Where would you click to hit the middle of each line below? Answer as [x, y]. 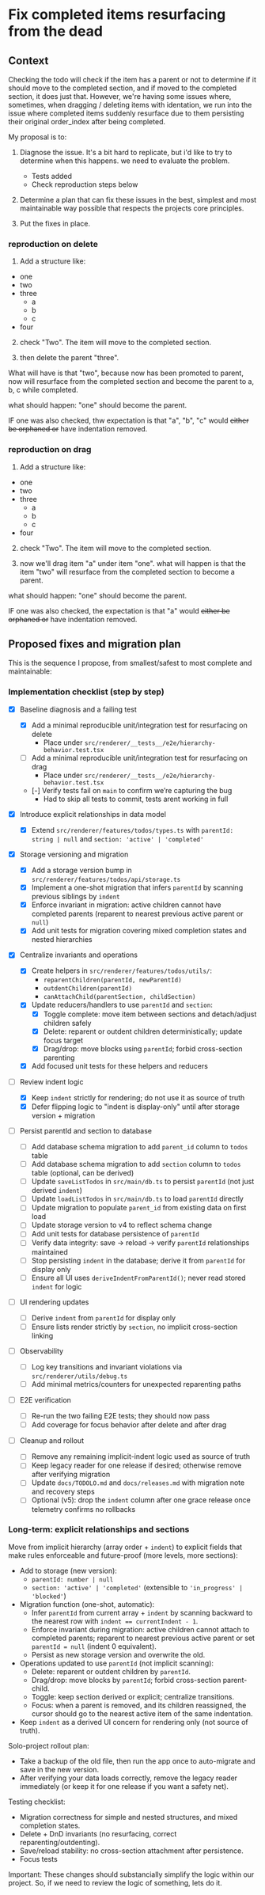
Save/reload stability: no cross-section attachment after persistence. [131, 1851]
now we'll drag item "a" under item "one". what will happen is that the [133, 563]
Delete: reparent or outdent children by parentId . [111, 1671]
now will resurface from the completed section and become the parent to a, [131, 382]
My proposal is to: [38, 137]
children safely [67, 1023]
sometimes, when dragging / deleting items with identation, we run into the [130, 105]
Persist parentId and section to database [86, 1130]
